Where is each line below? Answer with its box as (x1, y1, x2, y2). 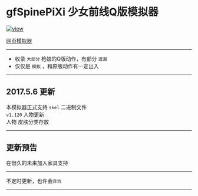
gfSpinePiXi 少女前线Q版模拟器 (6, 5, 159, 19)
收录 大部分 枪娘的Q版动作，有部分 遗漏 (14, 55, 107, 62)
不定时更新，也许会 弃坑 (6, 177, 62, 184)
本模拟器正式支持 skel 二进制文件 (6, 103, 87, 110)
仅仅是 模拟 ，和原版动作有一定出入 (14, 62, 99, 69)
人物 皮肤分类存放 (6, 118, 49, 125)
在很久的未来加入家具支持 (6, 159, 68, 166)
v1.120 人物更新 (6, 111, 44, 118)
